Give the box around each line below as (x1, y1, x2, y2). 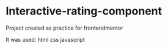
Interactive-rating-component (5, 4, 163, 18)
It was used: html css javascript (5, 36, 85, 43)
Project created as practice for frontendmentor (5, 24, 123, 31)
